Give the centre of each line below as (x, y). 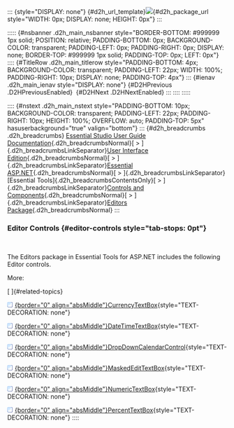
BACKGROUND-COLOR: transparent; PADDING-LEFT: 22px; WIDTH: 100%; (115, 70)
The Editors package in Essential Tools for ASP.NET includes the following (114, 257)
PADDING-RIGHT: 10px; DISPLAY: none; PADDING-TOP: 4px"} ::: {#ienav (111, 77)
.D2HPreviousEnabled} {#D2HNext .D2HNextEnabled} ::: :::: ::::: (99, 92)
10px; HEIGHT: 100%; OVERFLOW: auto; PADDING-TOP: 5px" (117, 120)
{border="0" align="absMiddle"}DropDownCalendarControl (101, 347)
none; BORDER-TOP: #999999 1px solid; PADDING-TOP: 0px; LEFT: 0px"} (113, 55)
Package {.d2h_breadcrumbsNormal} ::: (64, 210)
